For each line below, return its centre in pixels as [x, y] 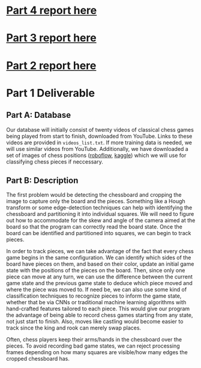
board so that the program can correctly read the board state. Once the [94, 227]
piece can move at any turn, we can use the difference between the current [100, 277]
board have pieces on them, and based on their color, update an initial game [100, 264]
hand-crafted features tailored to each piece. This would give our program [98, 309]
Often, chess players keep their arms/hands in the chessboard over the [94, 340]
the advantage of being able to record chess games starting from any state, [100, 315]
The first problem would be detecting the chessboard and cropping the [94, 195]
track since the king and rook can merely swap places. [74, 328]
